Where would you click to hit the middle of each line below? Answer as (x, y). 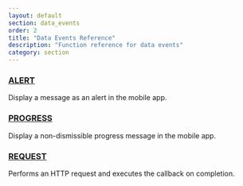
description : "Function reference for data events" (96, 45)
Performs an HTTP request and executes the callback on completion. (121, 173)
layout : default (35, 15)
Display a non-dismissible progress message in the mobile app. (112, 135)
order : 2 (23, 30)
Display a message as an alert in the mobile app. (88, 98)
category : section (39, 52)
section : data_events (44, 23)
